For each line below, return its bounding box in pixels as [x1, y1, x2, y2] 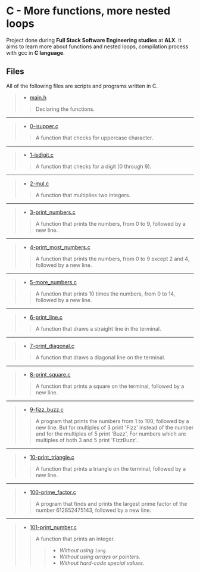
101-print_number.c [29, 523, 77, 531]
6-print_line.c [29, 313, 63, 321]
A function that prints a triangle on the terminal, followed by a [35, 465, 186, 472]
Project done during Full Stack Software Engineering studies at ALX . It [6, 36, 182, 43]
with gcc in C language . [6, 49, 65, 56]
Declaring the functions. [35, 105, 95, 113]
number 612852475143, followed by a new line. [35, 506, 152, 514]
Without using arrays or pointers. [59, 553, 141, 560]
